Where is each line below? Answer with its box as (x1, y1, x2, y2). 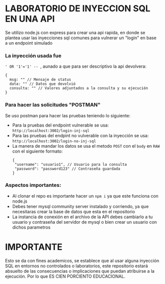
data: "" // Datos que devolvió (9, 81, 76, 86)
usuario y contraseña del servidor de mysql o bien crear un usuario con (12, 219, 157, 225)
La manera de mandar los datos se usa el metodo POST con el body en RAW (12, 143, 160, 149)
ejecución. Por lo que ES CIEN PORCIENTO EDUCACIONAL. (5, 273, 126, 279)
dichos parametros (12, 224, 51, 230)
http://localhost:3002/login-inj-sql (12, 128, 90, 133)
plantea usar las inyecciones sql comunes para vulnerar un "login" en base (5, 35, 157, 41)
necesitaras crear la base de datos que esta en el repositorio (12, 208, 135, 214)
